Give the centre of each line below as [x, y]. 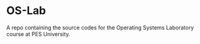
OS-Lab [26, 11]
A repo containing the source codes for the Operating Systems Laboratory [100, 28]
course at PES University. [38, 34]
